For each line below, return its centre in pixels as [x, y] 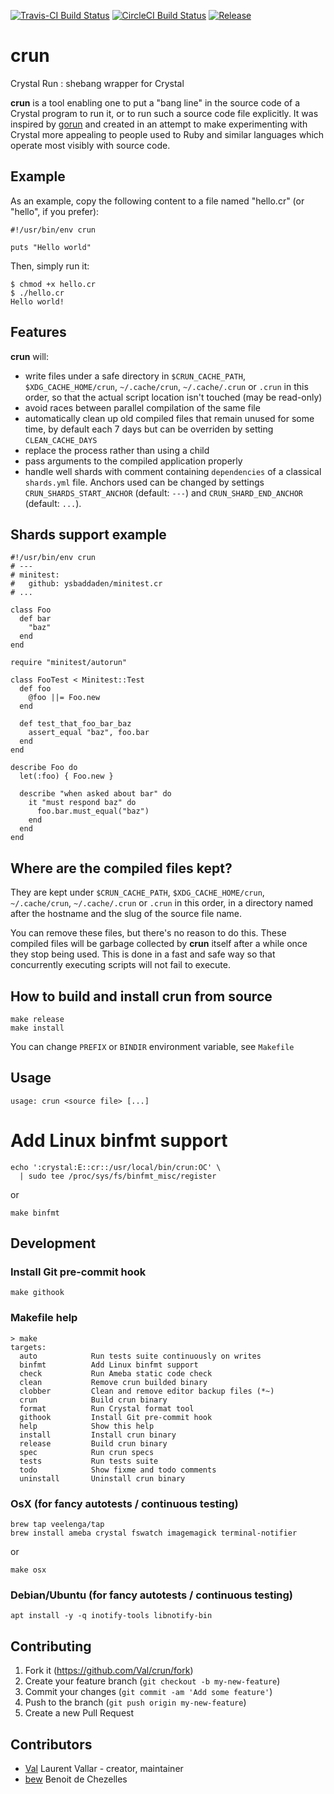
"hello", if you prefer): [55, 211]
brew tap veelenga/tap [57, 1525]
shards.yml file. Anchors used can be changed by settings [144, 482]
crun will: [29, 356]
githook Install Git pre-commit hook [116, 1417]
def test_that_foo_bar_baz [75, 724]
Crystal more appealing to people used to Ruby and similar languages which [167, 134]
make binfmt [35, 1213]
